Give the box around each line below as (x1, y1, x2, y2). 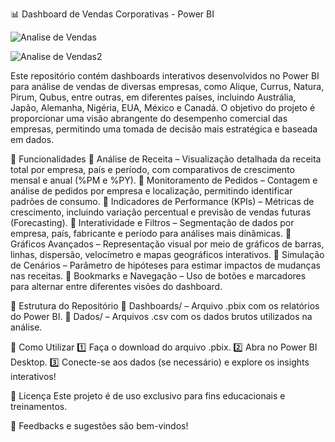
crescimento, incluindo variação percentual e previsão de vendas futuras (10, 206, 312, 218)
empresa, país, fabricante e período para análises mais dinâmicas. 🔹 (10, 228, 292, 239)
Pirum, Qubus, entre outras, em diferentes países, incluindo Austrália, (10, 91, 297, 103)
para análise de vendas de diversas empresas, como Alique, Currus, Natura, (10, 81, 325, 92)
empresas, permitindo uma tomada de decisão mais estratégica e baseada (10, 123, 318, 135)
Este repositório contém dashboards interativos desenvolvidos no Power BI (10, 70, 320, 82)
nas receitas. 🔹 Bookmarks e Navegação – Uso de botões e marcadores (10, 270, 307, 282)
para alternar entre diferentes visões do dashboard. (10, 281, 223, 292)
